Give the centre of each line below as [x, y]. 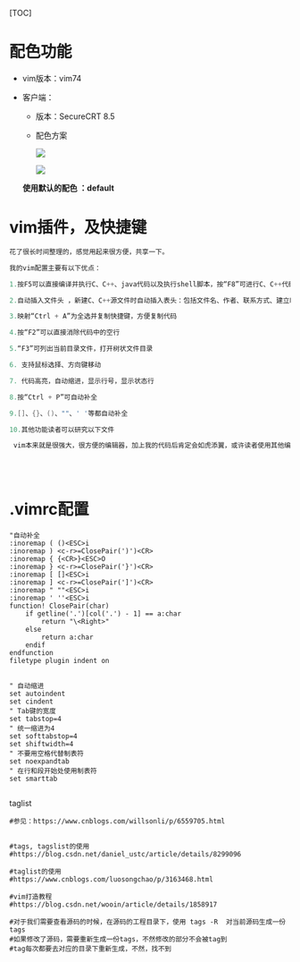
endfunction [31, 652]
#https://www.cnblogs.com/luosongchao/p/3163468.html [112, 879]
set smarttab [33, 779]
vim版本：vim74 [52, 78]
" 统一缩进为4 [32, 728]
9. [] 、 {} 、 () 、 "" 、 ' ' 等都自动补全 [69, 413]
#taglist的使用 [35, 872]
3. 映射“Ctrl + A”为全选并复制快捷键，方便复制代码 [93, 317]
